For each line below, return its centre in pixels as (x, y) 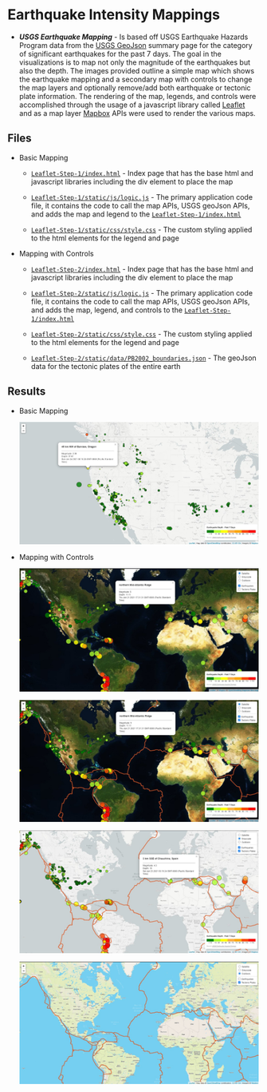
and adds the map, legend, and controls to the (107, 310)
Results (27, 392)
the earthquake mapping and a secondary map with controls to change (135, 79)
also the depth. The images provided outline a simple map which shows (137, 70)
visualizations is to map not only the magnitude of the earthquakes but (135, 62)
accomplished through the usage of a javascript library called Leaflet (132, 105)
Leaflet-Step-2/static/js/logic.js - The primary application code (141, 292)
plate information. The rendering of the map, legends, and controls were (137, 96)
